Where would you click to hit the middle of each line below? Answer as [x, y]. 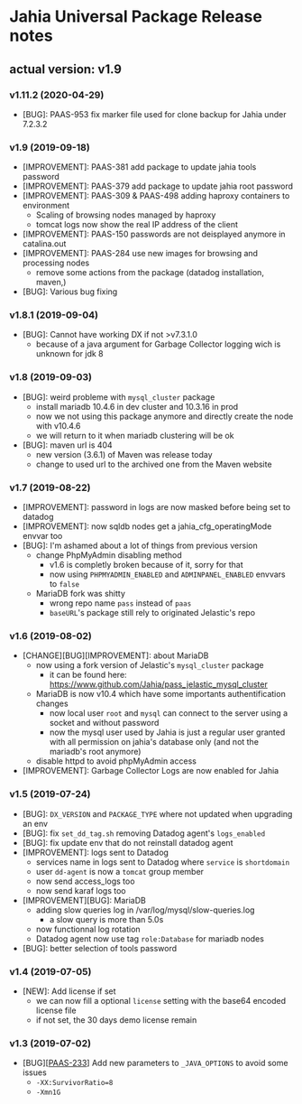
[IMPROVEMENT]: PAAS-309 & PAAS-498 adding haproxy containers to [156, 196]
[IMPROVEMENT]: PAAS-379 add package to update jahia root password [158, 186]
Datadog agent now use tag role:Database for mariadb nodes [150, 938]
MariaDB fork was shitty [81, 594]
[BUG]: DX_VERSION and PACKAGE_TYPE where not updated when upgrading [157, 813]
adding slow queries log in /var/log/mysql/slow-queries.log [145, 910]
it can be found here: [88, 675]
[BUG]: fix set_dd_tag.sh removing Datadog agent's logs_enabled [144, 833]
